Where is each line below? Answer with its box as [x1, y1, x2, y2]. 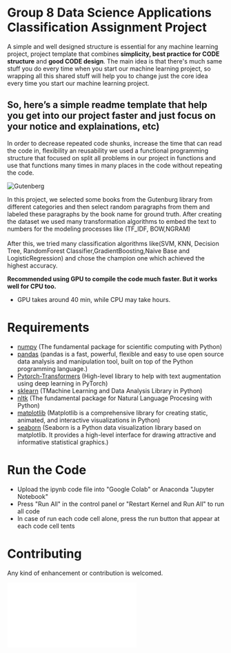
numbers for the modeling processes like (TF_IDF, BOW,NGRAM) [7, 225, 191, 233]
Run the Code [7, 462, 87, 477]
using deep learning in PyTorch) [17, 379, 108, 388]
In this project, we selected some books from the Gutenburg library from [7, 195, 213, 203]
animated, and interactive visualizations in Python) [17, 416, 161, 424]
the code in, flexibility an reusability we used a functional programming [7, 146, 209, 155]
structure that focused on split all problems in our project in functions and [7, 153, 216, 162]
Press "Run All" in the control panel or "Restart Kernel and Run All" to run [17, 500, 225, 508]
